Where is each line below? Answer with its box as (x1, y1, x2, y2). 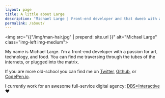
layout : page (5, 7, 32, 12)
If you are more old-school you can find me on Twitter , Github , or (5, 69, 137, 75)
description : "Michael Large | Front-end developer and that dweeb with (5, 16, 157, 21)
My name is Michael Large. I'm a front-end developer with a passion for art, (5, 49, 158, 55)
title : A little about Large (5, 12, 65, 17)
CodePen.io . (5, 74, 30, 79)
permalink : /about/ (5, 20, 45, 26)
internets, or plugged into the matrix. (5, 59, 80, 65)
